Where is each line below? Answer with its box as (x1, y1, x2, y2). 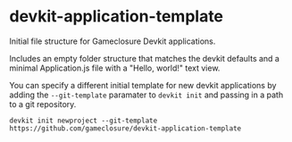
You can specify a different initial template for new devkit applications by (9, 79, 277, 90)
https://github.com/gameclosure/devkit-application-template (9, 123, 242, 133)
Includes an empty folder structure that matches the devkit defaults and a (9, 53, 279, 63)
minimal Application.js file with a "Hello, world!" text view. (9, 63, 221, 73)
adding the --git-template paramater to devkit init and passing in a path (9, 89, 284, 100)
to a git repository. (9, 98, 77, 109)
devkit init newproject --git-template (9, 116, 158, 125)
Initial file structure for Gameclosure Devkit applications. (9, 36, 216, 46)
